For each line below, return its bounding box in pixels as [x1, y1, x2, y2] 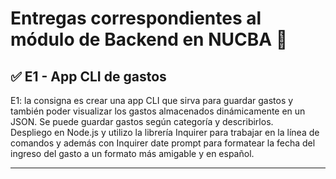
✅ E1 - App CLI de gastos [10, 68, 167, 85]
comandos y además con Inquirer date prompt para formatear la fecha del [10, 137, 316, 149]
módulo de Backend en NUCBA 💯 [10, 28, 288, 51]
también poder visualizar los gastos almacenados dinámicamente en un [10, 105, 306, 117]
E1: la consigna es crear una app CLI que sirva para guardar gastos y [10, 95, 294, 106]
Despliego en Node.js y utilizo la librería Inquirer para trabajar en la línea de [10, 127, 320, 138]
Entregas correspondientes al [10, 7, 262, 30]
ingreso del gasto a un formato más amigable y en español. [10, 148, 255, 159]
